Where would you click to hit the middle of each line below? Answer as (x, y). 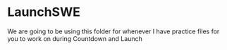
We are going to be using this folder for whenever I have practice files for (114, 31)
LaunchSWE (44, 12)
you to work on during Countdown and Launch (75, 38)
